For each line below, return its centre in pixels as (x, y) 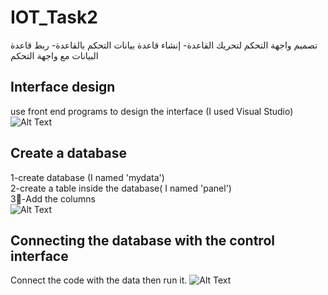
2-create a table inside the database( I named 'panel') (121, 188)
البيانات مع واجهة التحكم (54, 55)
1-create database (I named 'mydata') (87, 177)
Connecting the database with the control (142, 240)
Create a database (68, 153)
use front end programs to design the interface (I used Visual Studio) (152, 111)
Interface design (63, 87)
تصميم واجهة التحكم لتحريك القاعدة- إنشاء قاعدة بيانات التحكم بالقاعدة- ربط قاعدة (164, 45)
